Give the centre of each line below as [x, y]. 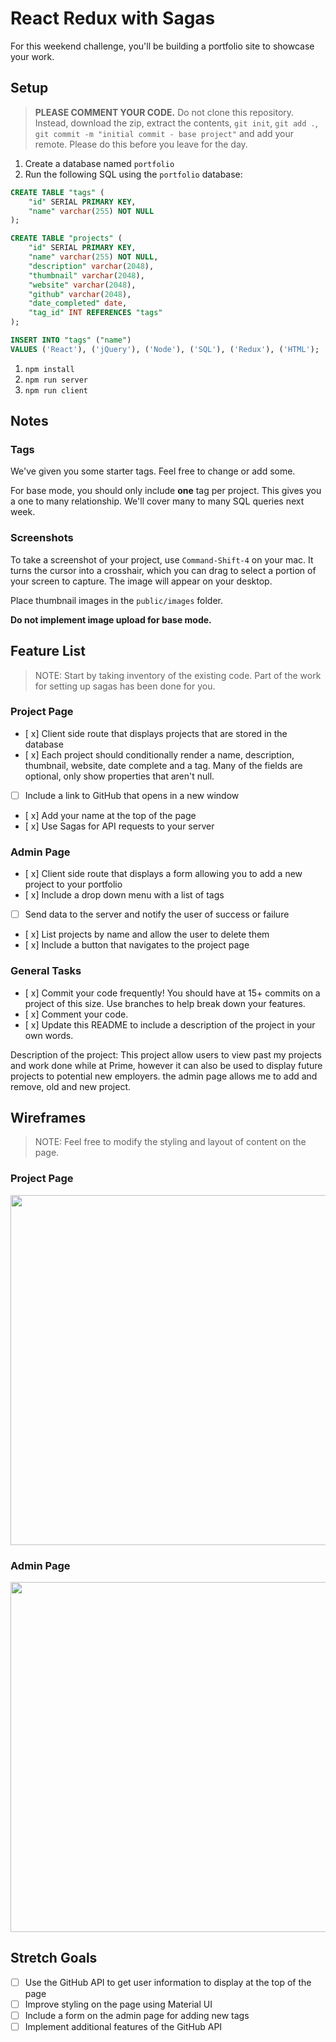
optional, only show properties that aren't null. [119, 776]
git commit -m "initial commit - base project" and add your [164, 133]
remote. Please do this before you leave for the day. [141, 144]
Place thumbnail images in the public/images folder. [117, 600]
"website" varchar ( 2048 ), [82, 285]
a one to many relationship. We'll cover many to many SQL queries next [157, 501]
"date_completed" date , [78, 303]
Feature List [48, 651]
